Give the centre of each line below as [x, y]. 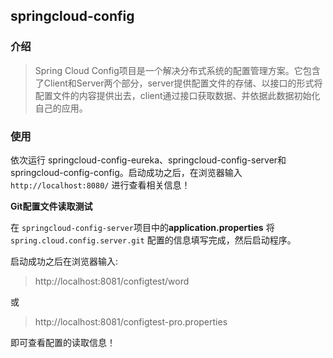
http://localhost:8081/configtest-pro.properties [131, 321]
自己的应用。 [61, 108]
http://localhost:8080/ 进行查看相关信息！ [100, 185]
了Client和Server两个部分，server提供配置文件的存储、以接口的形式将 [178, 83]
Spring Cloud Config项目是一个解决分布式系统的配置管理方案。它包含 [177, 70]
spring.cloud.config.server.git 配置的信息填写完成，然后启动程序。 [153, 240]
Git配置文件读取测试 [51, 206]
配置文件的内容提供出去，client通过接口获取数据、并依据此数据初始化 [177, 95]
